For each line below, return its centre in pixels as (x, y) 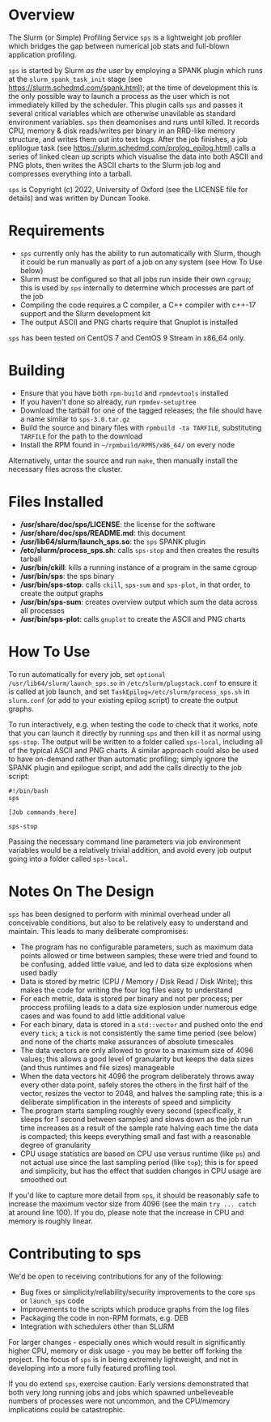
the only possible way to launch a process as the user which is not (119, 96)
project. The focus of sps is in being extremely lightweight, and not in (123, 1359)
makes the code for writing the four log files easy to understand (126, 990)
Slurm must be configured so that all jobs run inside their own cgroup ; (135, 279)
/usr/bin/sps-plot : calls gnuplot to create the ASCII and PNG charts (133, 619)
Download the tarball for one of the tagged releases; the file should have (141, 410)
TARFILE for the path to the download (81, 436)
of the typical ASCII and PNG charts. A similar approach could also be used (133, 750)
